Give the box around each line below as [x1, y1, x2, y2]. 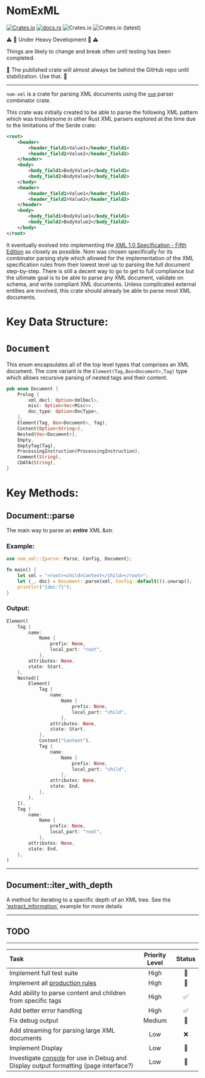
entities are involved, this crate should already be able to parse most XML [6, 287, 191, 294]
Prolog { [17, 391, 40, 398]
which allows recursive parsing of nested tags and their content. [6, 374, 168, 381]
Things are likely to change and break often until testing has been [6, 47, 171, 55]
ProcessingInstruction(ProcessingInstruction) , [17, 448, 140, 454]
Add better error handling [9, 1006, 82, 1015]
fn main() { [6, 567, 37, 573]
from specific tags [9, 997, 62, 1005]
